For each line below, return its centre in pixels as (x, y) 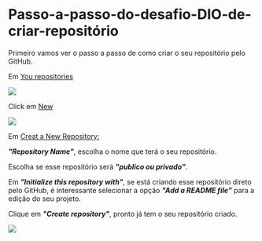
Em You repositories (41, 76)
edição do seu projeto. (44, 199)
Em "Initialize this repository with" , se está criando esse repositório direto (130, 181)
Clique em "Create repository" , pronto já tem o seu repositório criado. (123, 214)
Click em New (31, 106)
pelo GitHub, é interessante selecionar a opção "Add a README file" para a (131, 190)
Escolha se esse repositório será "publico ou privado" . (98, 166)
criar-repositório (64, 31)
